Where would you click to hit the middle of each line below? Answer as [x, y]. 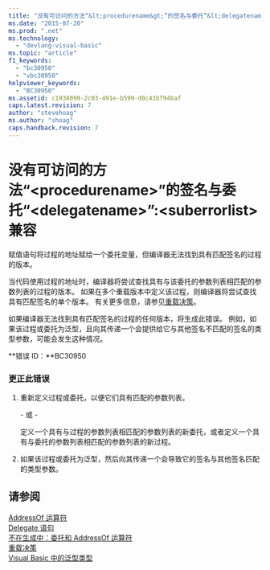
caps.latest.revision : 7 [50, 105]
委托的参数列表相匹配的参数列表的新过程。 [104, 441]
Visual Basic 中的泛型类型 [51, 558]
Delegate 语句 [31, 527]
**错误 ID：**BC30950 [47, 355]
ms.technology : [34, 38]
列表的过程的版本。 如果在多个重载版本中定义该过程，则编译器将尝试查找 [136, 291]
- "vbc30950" [37, 76]
